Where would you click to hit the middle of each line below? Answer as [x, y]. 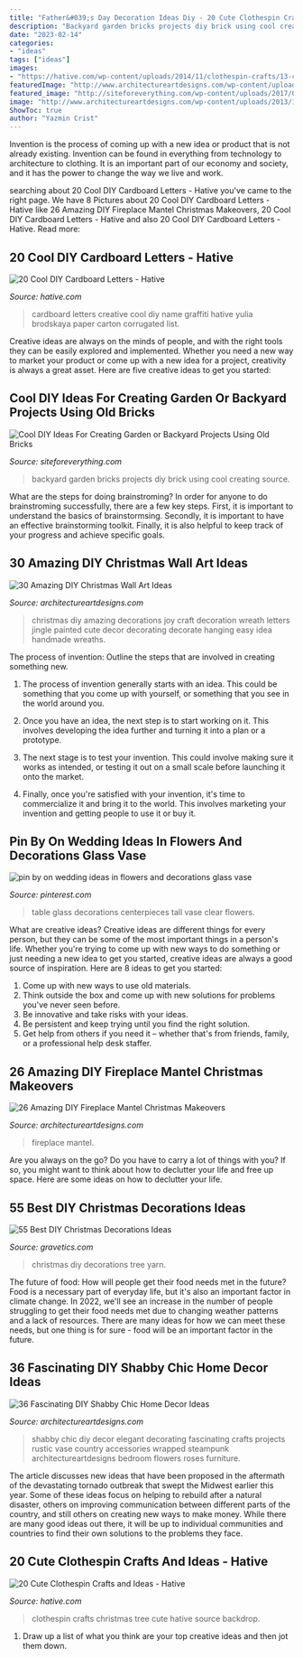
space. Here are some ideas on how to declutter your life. [116, 1179]
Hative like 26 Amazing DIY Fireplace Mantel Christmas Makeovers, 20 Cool [150, 210]
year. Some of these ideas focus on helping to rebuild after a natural [136, 1494]
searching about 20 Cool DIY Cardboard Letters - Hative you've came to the [151, 191]
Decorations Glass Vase [78, 855]
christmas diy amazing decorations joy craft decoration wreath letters [161, 620]
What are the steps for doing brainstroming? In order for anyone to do [138, 496]
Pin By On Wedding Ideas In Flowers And [126, 841]
